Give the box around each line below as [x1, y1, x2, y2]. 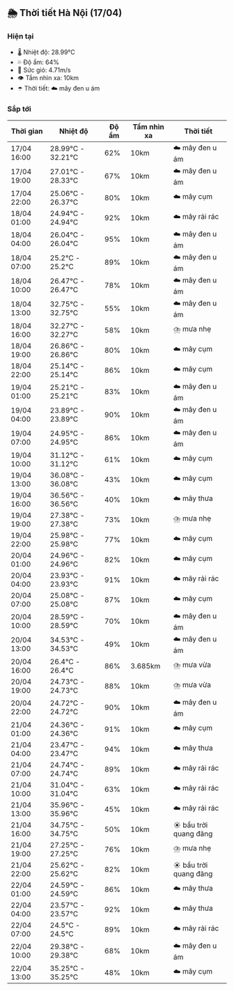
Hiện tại [7, 31, 34, 41]
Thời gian [10, 126, 43, 136]
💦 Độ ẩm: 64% [17, 58, 60, 66]
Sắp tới [7, 104, 31, 114]
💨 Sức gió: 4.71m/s [17, 66, 71, 74]
